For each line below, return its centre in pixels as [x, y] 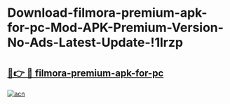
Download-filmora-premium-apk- [107, 13]
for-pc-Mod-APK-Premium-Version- [116, 28]
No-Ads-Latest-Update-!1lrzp [95, 43]
